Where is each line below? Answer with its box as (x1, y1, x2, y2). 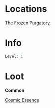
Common (5, 87, 25, 93)
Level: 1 (5, 54, 23, 59)
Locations (5, 3, 47, 15)
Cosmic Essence (5, 97, 40, 103)
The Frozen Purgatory (5, 20, 50, 26)
